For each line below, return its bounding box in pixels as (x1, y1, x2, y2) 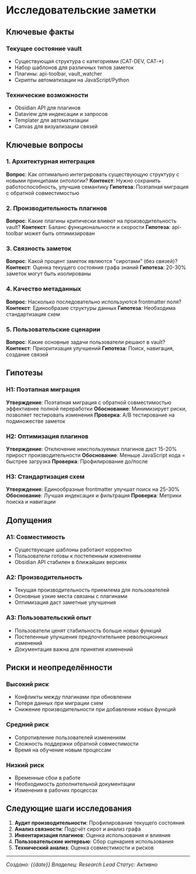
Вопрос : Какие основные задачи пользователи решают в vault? (6, 339, 166, 346)
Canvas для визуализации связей (14, 123, 98, 130)
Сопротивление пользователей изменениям (14, 733, 126, 741)
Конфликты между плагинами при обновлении (14, 694, 131, 701)
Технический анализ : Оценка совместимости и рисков (14, 844, 154, 851)
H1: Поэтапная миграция (6, 385, 80, 394)
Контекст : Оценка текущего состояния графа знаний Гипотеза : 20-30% (6, 264, 187, 271)
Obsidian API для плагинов (14, 104, 80, 111)
